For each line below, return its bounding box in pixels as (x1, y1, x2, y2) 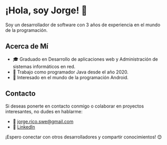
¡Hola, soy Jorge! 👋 (5, 5, 88, 16)
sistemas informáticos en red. (12, 63, 76, 69)
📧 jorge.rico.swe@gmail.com (12, 118, 74, 124)
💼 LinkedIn (12, 123, 35, 130)
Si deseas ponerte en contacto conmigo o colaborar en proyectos (5, 103, 144, 109)
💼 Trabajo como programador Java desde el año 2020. (12, 69, 129, 75)
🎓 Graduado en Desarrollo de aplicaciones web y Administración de (12, 56, 158, 62)
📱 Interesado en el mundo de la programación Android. (12, 74, 129, 80)
